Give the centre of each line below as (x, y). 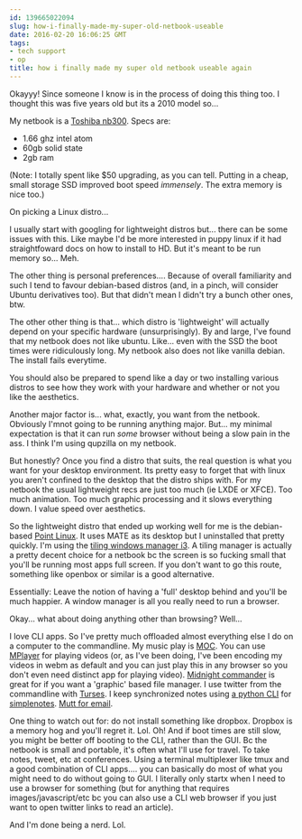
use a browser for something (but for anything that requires (119, 788)
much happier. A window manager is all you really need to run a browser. (144, 601)
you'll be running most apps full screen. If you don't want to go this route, (146, 564)
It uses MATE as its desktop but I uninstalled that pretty (183, 536)
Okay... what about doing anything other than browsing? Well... (126, 619)
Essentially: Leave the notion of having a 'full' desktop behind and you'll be (148, 592)
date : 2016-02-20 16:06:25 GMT (68, 34)
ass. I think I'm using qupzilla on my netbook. (93, 443)
